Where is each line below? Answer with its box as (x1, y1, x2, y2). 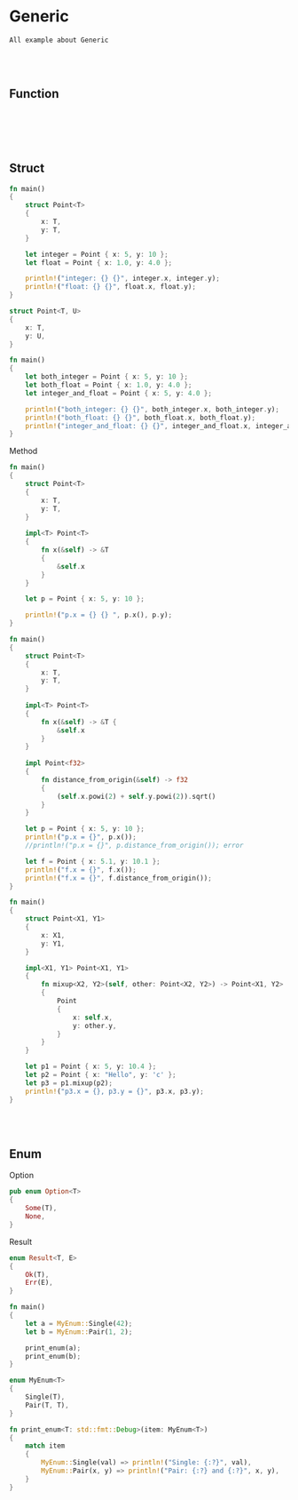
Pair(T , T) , (25, 1400, 69, 1409)
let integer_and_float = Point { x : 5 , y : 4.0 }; (25, 388, 213, 397)
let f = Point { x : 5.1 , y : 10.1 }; (25, 857, 161, 866)
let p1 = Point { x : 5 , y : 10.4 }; (25, 1062, 157, 1072)
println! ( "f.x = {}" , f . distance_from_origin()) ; (25, 874, 213, 882)
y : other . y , (72, 1021, 117, 1030)
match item (25, 1441, 66, 1450)
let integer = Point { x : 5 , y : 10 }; (25, 250, 169, 259)
